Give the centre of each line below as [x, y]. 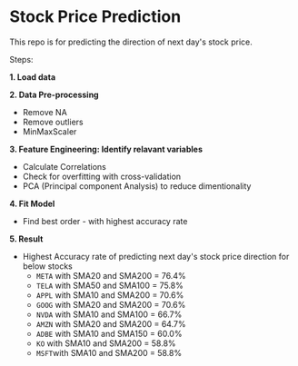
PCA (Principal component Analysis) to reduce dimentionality [137, 186]
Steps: [21, 59]
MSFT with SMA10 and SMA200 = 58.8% [109, 352]
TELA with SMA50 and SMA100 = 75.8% [109, 285]
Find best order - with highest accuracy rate [105, 221]
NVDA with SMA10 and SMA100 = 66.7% [109, 314]
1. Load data [33, 77]
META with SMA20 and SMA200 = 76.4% [111, 275]
